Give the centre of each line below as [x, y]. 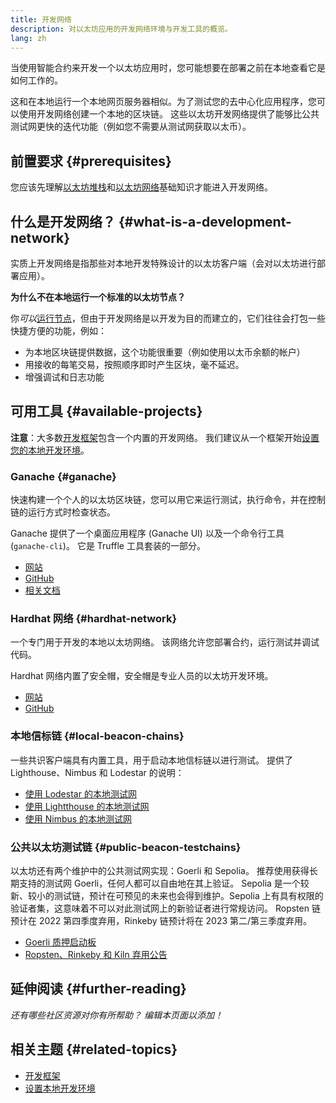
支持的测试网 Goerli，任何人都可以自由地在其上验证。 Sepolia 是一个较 [164, 883]
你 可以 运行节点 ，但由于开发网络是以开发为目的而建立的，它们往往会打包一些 [168, 318]
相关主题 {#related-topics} [94, 1049]
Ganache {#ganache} [63, 476]
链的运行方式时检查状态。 [63, 512]
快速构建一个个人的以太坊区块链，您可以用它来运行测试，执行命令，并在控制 [168, 500]
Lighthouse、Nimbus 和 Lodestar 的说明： [97, 772]
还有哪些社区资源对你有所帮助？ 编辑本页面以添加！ [116, 1015]
